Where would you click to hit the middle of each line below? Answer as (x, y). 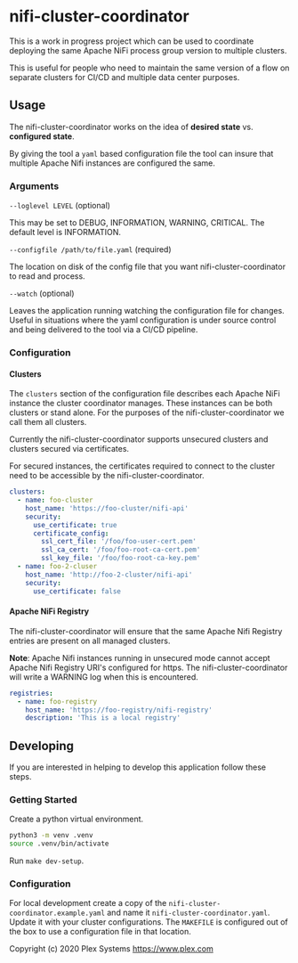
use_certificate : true (75, 525)
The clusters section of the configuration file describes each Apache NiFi (145, 394)
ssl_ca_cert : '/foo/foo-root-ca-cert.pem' (121, 550)
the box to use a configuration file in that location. (100, 932)
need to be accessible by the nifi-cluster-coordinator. (107, 476)
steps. (20, 777)
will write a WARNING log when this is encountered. (104, 677)
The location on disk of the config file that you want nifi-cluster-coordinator (148, 267)
